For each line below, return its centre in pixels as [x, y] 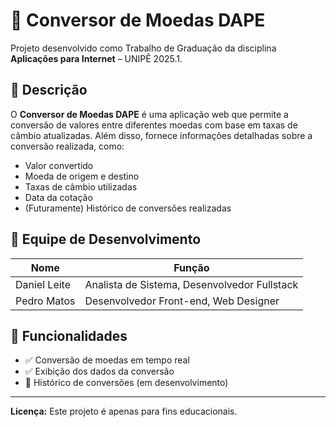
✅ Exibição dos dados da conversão [99, 371]
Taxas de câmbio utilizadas [81, 186]
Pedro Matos [45, 301]
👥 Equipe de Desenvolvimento [106, 239]
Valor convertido [59, 165]
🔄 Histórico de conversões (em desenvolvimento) [126, 383]
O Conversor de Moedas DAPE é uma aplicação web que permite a [149, 114]
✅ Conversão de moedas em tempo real [107, 360]
